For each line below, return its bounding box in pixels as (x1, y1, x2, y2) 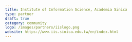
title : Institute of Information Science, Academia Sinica (5, 7, 128, 12)
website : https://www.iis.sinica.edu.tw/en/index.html (5, 29, 119, 34)
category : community (5, 20, 47, 26)
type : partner (5, 12, 34, 16)
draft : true (5, 16, 29, 21)
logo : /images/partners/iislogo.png (5, 25, 79, 30)
